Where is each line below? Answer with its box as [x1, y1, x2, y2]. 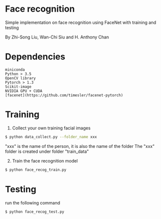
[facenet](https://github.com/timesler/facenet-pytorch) [5, 92, 123, 98]
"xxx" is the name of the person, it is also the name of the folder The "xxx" [5, 143, 155, 149]
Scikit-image [5, 84, 32, 89]
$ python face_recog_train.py [5, 167, 67, 172]
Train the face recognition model [12, 158, 78, 164]
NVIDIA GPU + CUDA [5, 89, 42, 93]
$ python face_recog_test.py [5, 209, 64, 214]
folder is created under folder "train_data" [5, 148, 89, 154]
